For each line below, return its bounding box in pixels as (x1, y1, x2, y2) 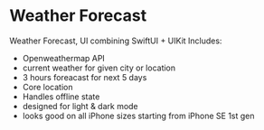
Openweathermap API (22, 52, 106, 63)
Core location (22, 81, 73, 92)
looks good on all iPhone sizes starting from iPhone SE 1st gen (22, 110, 255, 121)
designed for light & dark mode (22, 100, 138, 111)
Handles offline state (22, 91, 100, 102)
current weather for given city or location (22, 62, 176, 73)
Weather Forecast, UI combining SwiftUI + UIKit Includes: (9, 35, 222, 46)
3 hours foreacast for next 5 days (22, 71, 147, 82)
